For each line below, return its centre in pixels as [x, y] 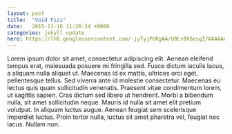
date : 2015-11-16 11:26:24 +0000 [58, 26]
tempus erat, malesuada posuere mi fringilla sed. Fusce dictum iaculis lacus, [116, 66]
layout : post [26, 13]
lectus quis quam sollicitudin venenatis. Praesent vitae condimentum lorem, [115, 88]
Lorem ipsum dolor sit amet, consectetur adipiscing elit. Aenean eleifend [110, 58]
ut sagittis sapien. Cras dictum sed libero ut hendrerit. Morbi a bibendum [110, 95]
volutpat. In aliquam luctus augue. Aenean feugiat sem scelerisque [102, 110]
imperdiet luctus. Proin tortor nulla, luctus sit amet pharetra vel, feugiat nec [114, 117]
